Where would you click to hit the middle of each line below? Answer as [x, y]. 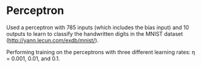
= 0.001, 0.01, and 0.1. [33, 58]
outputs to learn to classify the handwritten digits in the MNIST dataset [95, 33]
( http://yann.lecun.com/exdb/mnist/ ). [53, 40]
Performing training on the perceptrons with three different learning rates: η [101, 52]
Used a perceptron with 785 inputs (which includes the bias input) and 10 [98, 27]
